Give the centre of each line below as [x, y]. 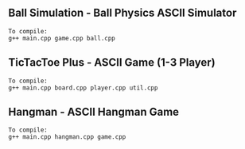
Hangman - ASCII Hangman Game [94, 112]
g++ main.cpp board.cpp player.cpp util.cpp [83, 88]
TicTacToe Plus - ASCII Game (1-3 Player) [112, 63]
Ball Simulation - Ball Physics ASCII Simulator [122, 13]
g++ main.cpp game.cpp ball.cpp [62, 38]
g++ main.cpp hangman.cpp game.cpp [67, 137]
